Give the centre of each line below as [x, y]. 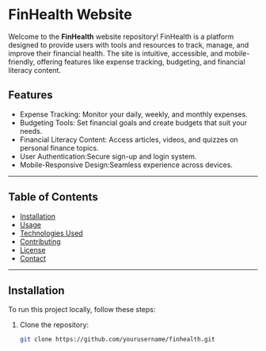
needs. [31, 131]
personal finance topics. [59, 147]
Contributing [40, 241]
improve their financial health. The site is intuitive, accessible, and [116, 53]
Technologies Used [51, 233]
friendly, [22, 62]
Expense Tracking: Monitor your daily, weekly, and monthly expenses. [133, 114]
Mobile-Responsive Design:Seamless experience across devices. [126, 165]
